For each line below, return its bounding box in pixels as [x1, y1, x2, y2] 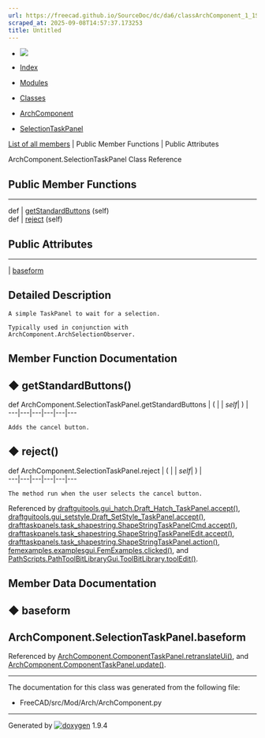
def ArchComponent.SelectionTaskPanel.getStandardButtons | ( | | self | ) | [8, 400, 248, 410]
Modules [19, 78, 49, 88]
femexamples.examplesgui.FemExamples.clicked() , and [8, 545, 189, 554]
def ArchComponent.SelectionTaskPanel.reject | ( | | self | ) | [8, 466, 203, 475]
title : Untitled [8, 26, 62, 34]
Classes [19, 93, 46, 103]
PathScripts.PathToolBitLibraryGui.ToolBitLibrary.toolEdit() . [8, 554, 199, 563]
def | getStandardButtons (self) [8, 206, 110, 216]
